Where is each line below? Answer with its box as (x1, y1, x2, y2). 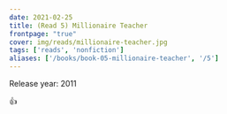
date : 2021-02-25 (9, 12, 73, 22)
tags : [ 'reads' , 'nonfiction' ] (9, 46, 125, 55)
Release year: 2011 (9, 79, 77, 88)
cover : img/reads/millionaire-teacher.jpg (9, 37, 168, 47)
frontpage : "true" (9, 29, 77, 38)
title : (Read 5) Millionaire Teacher (9, 21, 148, 30)
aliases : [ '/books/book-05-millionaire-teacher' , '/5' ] (9, 54, 219, 63)
